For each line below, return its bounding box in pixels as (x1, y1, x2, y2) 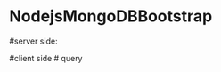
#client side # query (9, 52, 83, 63)
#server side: (9, 36, 58, 46)
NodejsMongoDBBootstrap (9, 6, 213, 27)
